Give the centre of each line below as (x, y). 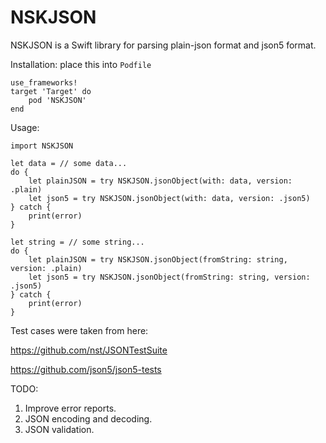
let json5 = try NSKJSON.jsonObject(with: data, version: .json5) (169, 198)
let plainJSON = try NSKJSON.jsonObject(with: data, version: (160, 181)
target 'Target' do (51, 91)
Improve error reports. (70, 408)
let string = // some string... (77, 242)
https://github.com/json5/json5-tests (86, 369)
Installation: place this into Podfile (81, 64)
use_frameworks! (44, 82)
